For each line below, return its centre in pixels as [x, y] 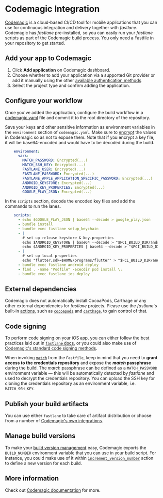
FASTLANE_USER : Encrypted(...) [54, 169]
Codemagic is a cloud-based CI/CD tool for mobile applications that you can [81, 22]
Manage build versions [41, 436]
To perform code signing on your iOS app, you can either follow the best [77, 338]
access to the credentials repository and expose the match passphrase [78, 363]
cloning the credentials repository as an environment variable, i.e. [70, 383]
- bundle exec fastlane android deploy [58, 265]
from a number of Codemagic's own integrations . [54, 421]
